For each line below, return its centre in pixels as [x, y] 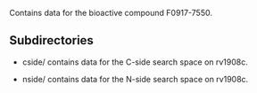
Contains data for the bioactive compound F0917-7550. [111, 13]
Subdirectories [51, 40]
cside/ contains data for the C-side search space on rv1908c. [135, 62]
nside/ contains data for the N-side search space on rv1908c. [135, 79]
